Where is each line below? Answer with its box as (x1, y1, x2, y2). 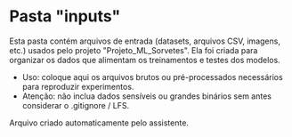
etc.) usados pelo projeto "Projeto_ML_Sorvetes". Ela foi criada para (9, 44, 258, 55)
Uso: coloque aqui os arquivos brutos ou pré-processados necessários (21, 71, 283, 82)
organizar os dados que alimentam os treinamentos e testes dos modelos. (9, 54, 280, 65)
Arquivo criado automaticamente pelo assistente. (9, 117, 190, 128)
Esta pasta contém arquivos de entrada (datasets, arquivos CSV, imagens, (9, 36, 280, 46)
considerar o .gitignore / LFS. (21, 100, 130, 110)
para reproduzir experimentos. (21, 81, 134, 92)
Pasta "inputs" (9, 6, 121, 27)
